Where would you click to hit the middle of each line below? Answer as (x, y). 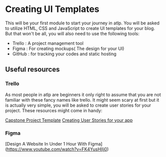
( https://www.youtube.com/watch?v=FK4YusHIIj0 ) (57, 149)
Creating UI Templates (52, 9)
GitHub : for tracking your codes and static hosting (64, 54)
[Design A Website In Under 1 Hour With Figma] (54, 144)
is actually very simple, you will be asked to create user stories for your (78, 105)
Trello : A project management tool (48, 43)
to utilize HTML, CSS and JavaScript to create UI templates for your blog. (80, 28)
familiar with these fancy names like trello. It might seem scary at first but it (82, 100)
